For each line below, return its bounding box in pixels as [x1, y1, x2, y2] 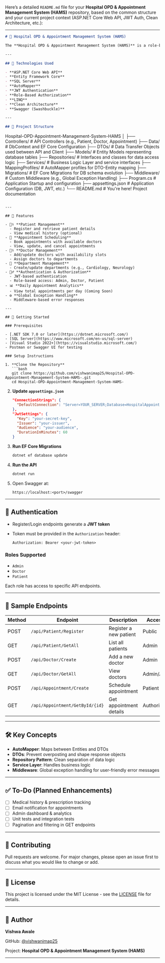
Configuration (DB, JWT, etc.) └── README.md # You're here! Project [5, 186, 147, 192]
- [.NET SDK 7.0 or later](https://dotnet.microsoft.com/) [5, 332, 129, 337]
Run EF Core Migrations [12, 443, 62, 449]
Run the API [12, 462, 37, 468]
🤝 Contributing [5, 841, 51, 849]
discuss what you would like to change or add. [5, 859, 99, 865]
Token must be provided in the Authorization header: [12, 530, 121, 536]
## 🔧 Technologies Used [5, 61, 54, 66]
